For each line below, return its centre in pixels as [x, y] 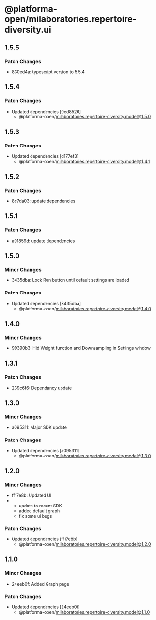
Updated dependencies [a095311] [45, 450]
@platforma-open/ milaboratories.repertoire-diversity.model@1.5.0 [85, 116]
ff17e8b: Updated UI [31, 495]
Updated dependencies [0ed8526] [46, 111]
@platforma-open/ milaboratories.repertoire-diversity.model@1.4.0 [85, 309]
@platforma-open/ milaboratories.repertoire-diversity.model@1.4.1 [84, 162]
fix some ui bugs [35, 516]
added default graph [39, 511]
